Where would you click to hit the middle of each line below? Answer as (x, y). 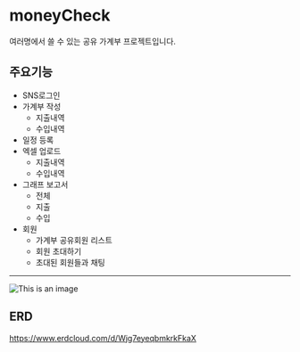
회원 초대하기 (58, 251)
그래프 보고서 (45, 184)
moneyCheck (60, 16)
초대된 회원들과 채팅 (70, 262)
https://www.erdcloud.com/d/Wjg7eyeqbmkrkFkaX (103, 338)
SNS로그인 (41, 95)
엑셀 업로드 (42, 151)
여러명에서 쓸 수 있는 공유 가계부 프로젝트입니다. (93, 41)
